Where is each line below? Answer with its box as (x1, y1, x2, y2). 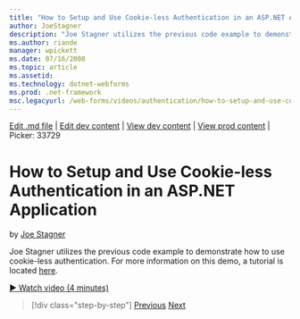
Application (9, 199, 97, 220)
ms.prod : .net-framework (9, 88, 102, 97)
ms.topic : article (9, 63, 78, 72)
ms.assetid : (9, 71, 54, 80)
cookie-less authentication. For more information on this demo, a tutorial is (9, 256, 284, 266)
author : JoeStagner (9, 21, 82, 30)
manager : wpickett (9, 46, 78, 55)
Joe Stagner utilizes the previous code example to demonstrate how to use (9, 247, 286, 257)
